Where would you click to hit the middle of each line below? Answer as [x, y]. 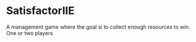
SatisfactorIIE [41, 11]
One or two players [30, 33]
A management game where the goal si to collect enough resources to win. [98, 27]
